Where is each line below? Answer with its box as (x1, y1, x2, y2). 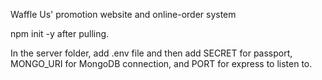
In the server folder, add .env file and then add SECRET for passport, (10, 47, 293, 59)
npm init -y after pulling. (10, 28, 110, 39)
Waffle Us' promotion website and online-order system (10, 9, 237, 20)
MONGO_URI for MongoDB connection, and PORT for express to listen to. (10, 58, 313, 69)
